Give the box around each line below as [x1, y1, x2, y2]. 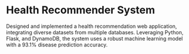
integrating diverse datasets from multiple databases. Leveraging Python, [6, 28, 184, 35]
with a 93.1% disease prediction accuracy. [6, 41, 108, 48]
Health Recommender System [6, 3, 156, 17]
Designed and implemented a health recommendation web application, [6, 23, 177, 30]
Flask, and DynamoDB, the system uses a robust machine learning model [6, 35, 183, 42]
